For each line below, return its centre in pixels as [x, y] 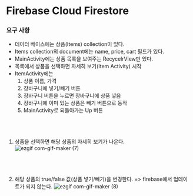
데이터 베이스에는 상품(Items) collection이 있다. [69, 44]
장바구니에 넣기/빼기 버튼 [52, 88]
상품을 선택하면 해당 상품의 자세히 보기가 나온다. [69, 142]
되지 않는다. [39, 187]
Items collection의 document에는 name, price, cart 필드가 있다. [89, 52]
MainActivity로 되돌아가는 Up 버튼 [63, 111]
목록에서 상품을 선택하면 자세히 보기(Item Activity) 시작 [78, 67]
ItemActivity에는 [34, 74]
